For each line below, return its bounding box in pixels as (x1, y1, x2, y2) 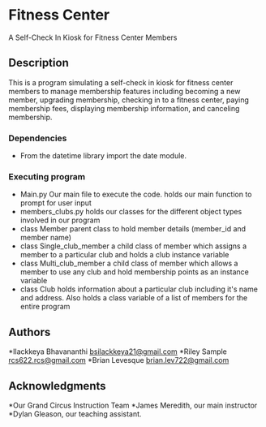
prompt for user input (19, 198, 92, 208)
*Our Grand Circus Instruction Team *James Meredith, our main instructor (8, 400, 258, 410)
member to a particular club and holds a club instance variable (19, 250, 230, 260)
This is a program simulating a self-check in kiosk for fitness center (8, 77, 234, 87)
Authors (8, 325, 51, 339)
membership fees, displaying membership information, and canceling (8, 103, 240, 113)
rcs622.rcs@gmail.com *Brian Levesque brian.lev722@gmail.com (8, 356, 230, 365)
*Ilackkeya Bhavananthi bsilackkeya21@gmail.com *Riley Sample (8, 347, 227, 356)
